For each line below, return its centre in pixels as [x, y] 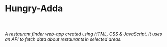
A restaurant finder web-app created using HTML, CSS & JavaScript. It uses [83, 34]
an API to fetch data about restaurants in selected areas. [63, 39]
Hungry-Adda [34, 9]
